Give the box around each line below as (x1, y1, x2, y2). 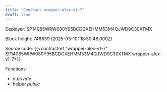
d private (12, 75, 32, 81)
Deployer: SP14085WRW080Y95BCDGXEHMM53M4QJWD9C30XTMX (5, 26, 152, 32)
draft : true (5, 12, 30, 17)
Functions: (5, 66, 27, 72)
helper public (12, 81, 40, 87)
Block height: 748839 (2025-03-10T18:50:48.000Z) (5, 36, 113, 42)
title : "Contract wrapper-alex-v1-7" (5, 7, 85, 13)
